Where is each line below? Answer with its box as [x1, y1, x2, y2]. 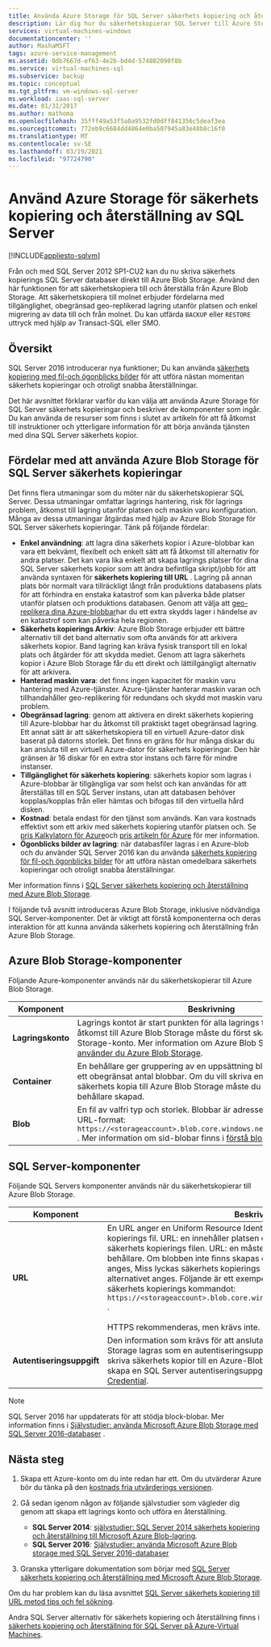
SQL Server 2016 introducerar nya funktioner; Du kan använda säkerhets [8, 363, 250, 372]
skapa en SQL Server [106, 1365, 188, 1377]
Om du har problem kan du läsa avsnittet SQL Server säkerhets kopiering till [8, 1588, 261, 1598]
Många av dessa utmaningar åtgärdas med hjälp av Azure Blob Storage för [8, 513, 256, 523]
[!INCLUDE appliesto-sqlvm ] [8, 251, 101, 261]
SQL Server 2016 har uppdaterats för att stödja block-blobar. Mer [8, 1411, 225, 1421]
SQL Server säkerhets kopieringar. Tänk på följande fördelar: [8, 522, 210, 532]
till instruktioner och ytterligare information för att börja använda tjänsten [8, 422, 250, 431]
